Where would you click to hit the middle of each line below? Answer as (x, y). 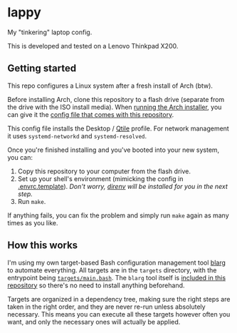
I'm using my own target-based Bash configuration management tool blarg (117, 262)
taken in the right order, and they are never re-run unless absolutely (106, 307)
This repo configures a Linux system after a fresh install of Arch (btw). (110, 86)
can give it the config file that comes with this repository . (91, 114)
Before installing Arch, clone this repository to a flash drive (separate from (116, 99)
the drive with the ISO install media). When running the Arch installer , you (115, 107)
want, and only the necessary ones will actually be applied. (94, 322)
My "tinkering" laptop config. (50, 32)
